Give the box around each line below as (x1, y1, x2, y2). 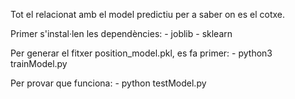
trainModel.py (10, 58, 68, 69)
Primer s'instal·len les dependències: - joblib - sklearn (10, 28, 233, 39)
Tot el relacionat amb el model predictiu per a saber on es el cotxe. (10, 9, 286, 20)
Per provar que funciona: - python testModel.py (10, 77, 207, 89)
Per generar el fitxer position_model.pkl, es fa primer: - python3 (10, 47, 273, 59)
